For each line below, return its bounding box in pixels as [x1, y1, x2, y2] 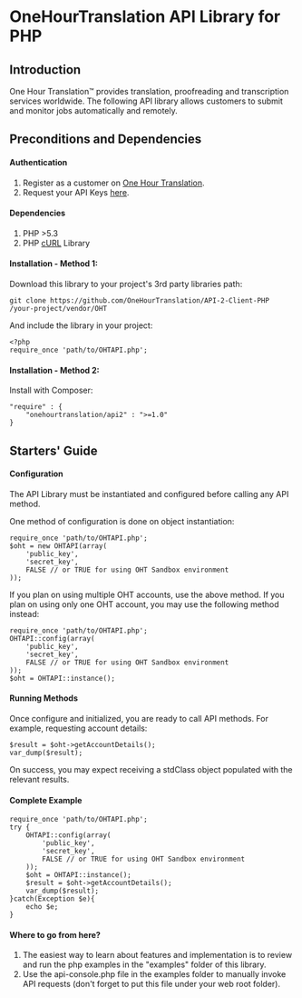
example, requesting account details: [9, 723, 148, 734]
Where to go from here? [9, 929, 102, 940]
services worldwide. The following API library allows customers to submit [9, 95, 283, 106]
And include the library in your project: [9, 320, 153, 331]
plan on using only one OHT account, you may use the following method [9, 598, 279, 610]
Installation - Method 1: [9, 258, 98, 269]
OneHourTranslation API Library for [9, 6, 281, 27]
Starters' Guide [9, 443, 98, 458]
